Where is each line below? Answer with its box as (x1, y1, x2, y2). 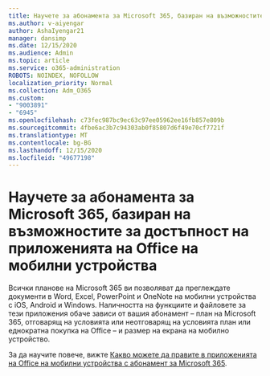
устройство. (8, 334, 51, 344)
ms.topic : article (8, 57, 70, 65)
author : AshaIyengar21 (8, 27, 84, 35)
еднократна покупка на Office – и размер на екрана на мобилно (8, 326, 230, 336)
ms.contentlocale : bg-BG (8, 138, 92, 147)
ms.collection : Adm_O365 (8, 86, 92, 95)
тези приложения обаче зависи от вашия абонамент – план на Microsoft (8, 309, 256, 318)
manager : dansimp (8, 34, 67, 43)
